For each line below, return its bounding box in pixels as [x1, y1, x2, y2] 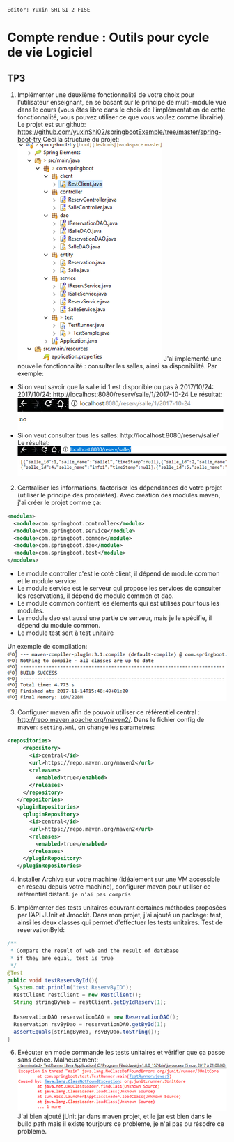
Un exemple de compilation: [7, 643, 88, 651]
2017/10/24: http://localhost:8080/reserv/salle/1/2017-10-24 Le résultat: [17, 390, 223, 398]
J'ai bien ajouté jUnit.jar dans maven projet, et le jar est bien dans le [17, 1112, 212, 1121]
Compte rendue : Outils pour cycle [7, 30, 210, 45]
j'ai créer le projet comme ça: [17, 498, 102, 506]
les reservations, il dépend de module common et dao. [17, 592, 174, 600]
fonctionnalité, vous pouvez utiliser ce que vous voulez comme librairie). [17, 113, 225, 121]
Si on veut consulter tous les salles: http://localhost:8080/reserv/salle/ [17, 431, 219, 439]
